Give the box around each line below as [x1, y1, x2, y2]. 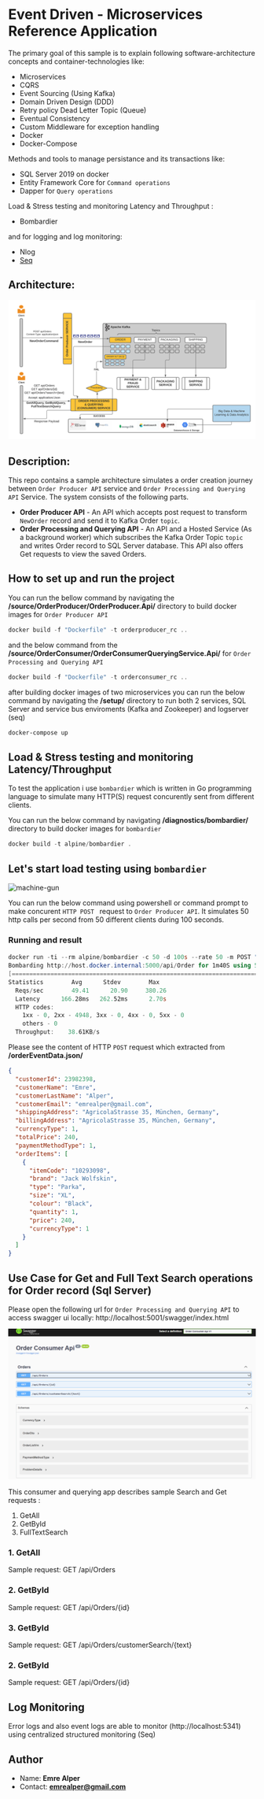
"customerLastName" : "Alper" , [15, 1092, 114, 1100]
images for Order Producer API [8, 609, 108, 619]
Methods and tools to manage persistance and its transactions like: [8, 154, 225, 163]
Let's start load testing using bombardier [8, 862, 207, 875]
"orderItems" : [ [15, 1149, 68, 1158]
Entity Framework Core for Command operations [19, 177, 170, 187]
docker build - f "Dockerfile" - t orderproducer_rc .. [8, 626, 189, 634]
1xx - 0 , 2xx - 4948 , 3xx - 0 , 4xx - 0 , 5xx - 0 [22, 1012, 185, 1020]
